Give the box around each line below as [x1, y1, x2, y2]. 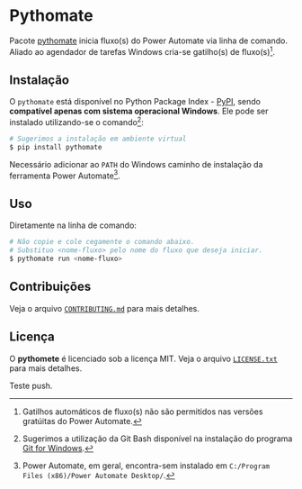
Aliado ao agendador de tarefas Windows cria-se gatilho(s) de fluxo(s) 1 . [9, 44, 276, 57]
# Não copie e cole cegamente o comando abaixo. [9, 238, 195, 247]
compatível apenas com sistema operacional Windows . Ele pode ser [9, 105, 269, 117]
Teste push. [9, 380, 53, 391]
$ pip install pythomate [9, 142, 102, 151]
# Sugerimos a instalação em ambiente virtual [9, 134, 187, 144]
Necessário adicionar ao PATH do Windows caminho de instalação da [9, 158, 263, 169]
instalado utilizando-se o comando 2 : [9, 115, 144, 128]
